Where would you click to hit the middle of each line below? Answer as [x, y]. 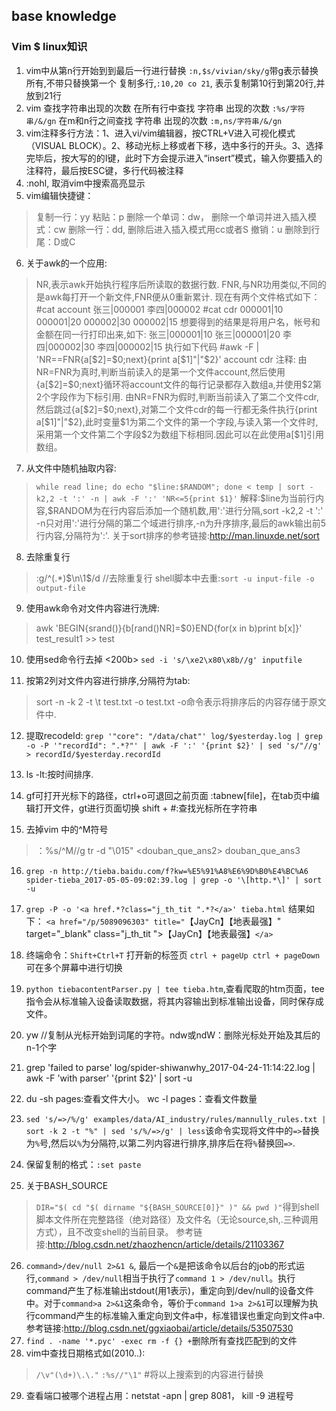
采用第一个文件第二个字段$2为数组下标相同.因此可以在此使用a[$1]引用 [180, 434]
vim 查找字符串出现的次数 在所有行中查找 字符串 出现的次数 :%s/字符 [165, 108]
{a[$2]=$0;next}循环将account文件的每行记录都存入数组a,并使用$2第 [179, 384]
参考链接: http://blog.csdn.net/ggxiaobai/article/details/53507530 [159, 1328]
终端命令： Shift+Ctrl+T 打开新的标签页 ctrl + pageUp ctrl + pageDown [173, 955]
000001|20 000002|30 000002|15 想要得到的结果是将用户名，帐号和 [178, 321]
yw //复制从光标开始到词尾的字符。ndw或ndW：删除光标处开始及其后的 [173, 1035]
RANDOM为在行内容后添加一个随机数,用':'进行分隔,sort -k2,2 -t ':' [188, 510]
